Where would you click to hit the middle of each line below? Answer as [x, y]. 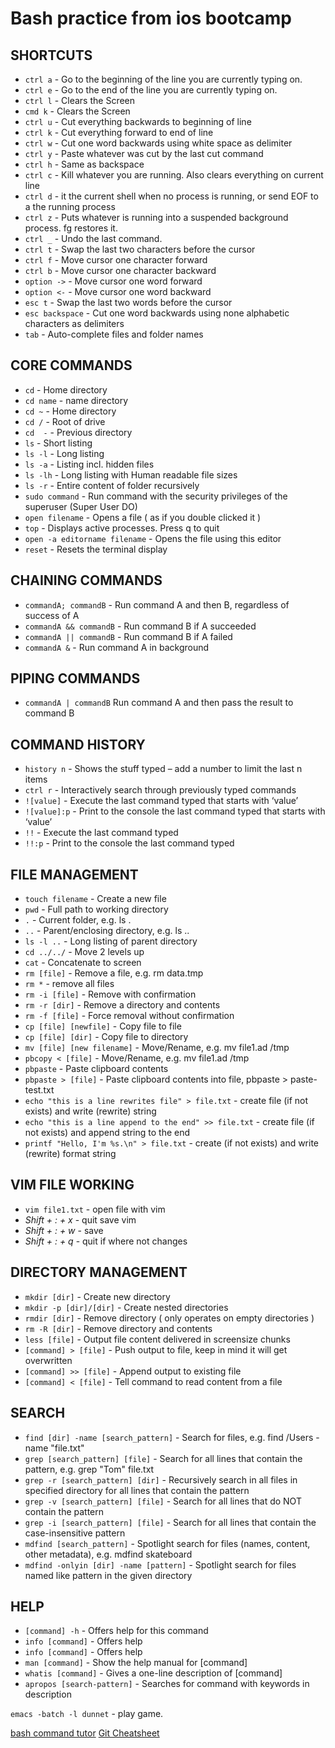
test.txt [39, 1090]
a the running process [70, 206]
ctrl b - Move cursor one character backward [120, 270]
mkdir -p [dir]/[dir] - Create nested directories [126, 1307]
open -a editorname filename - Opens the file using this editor [153, 538]
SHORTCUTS [51, 55]
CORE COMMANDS [71, 365]
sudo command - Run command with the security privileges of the [156, 496]
